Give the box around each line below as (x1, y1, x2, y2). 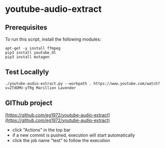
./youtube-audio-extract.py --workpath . (5, 81, 92, 86)
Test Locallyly (5, 68, 49, 76)
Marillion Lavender (36, 85, 77, 90)
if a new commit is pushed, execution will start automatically (12, 132, 135, 138)
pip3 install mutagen (5, 54, 50, 59)
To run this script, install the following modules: (5, 36, 101, 42)
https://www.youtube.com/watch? (93, 81, 161, 86)
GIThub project (5, 99, 53, 107)
